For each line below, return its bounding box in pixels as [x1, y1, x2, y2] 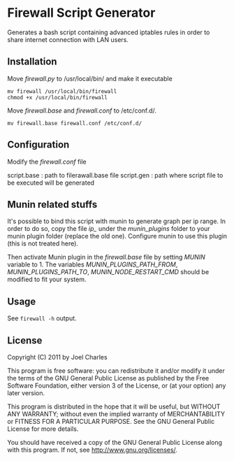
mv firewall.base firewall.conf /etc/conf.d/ [7, 120, 142, 127]
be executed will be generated [7, 178, 95, 187]
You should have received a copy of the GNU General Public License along [7, 439, 222, 446]
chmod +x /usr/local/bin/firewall [7, 94, 108, 101]
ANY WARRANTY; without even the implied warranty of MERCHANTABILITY [7, 410, 226, 418]
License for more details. [7, 425, 79, 433]
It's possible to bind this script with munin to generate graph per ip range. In [7, 217, 226, 225]
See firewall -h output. [7, 314, 77, 322]
